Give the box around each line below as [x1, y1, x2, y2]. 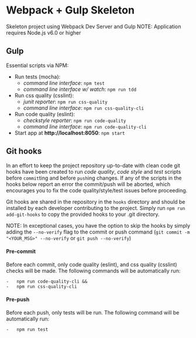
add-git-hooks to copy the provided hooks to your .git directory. [6, 211, 160, 218]
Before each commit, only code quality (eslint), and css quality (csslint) [6, 261, 177, 268]
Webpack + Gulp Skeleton [6, 4, 135, 17]
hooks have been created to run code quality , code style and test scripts [6, 168, 181, 175]
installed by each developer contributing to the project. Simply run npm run [6, 204, 185, 211]
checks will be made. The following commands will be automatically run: [6, 267, 181, 274]
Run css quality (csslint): [14, 92, 74, 99]
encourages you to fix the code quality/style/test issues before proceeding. [6, 187, 188, 194]
